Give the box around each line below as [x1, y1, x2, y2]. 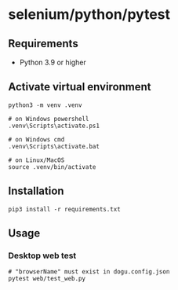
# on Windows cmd [8, 135, 65, 143]
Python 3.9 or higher [19, 57, 86, 67]
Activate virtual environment [8, 80, 151, 94]
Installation [8, 185, 64, 198]
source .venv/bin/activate [8, 163, 96, 171]
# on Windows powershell [8, 115, 89, 123]
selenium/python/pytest [8, 6, 171, 24]
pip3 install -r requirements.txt [8, 205, 122, 213]
